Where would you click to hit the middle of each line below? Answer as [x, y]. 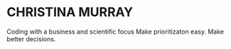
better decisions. [31, 38]
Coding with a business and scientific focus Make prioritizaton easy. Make [116, 31]
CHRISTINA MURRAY [70, 12]
